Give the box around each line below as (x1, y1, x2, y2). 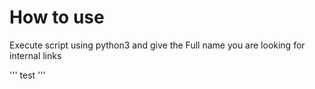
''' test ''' (9, 69, 46, 81)
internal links (9, 49, 62, 61)
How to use (9, 6, 105, 29)
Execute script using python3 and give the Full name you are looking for (9, 39, 306, 51)
